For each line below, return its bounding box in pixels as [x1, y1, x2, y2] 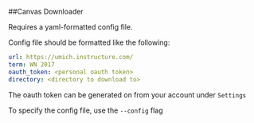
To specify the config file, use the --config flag [8, 105, 163, 115]
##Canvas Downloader [8, 7, 84, 16]
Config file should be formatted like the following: [8, 38, 170, 47]
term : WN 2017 [8, 60, 56, 69]
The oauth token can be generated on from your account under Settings [8, 89, 247, 99]
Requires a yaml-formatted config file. [8, 22, 133, 31]
